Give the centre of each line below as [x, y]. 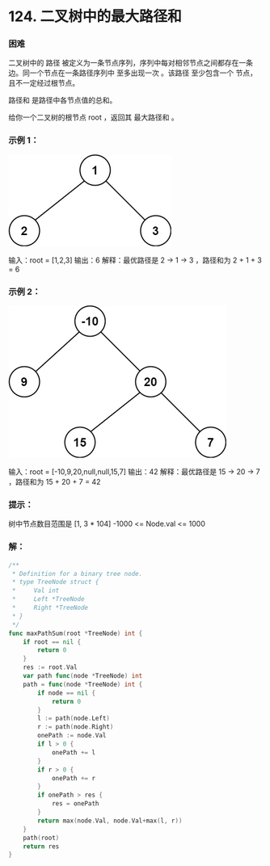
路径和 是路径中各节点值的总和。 [63, 100]
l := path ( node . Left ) [74, 719]
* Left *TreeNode [48, 599]
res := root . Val [51, 667]
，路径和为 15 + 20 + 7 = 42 [55, 482]
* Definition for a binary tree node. [77, 574]
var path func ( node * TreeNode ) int [83, 676]
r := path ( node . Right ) [76, 727]
